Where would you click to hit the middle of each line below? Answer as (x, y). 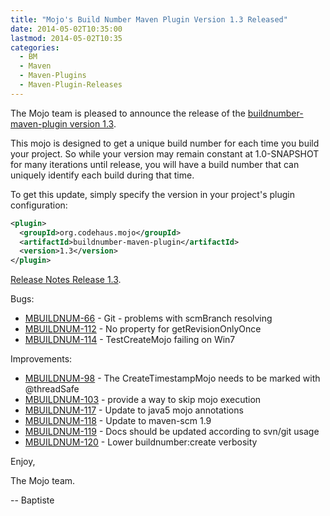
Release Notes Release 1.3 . (66, 280)
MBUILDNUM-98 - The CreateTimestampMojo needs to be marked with (172, 378)
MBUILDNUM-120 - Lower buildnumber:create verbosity (141, 442)
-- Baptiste (32, 500)
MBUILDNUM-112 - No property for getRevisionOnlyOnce (143, 329)
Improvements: (41, 359)
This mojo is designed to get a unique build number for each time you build (165, 143)
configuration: (39, 205)
